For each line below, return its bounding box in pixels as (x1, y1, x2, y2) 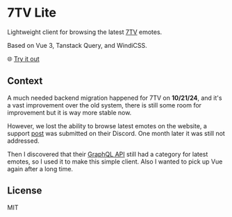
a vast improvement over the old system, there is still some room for (7, 101, 202, 109)
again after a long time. (7, 164, 74, 173)
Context (7, 75, 43, 87)
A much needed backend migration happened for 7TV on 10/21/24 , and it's (7, 94, 222, 102)
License (7, 185, 42, 197)
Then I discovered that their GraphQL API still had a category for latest (7, 150, 208, 158)
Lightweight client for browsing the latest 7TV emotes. (7, 28, 163, 36)
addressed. (7, 137, 40, 145)
